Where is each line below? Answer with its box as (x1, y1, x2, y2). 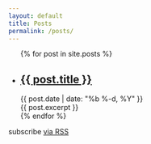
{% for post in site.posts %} (19, 49, 113, 59)
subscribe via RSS (8, 127, 69, 137)
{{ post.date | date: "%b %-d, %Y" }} (19, 94, 144, 104)
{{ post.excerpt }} (19, 103, 79, 112)
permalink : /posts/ (8, 27, 74, 35)
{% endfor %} (19, 111, 67, 121)
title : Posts (8, 19, 52, 28)
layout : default (8, 11, 63, 20)
